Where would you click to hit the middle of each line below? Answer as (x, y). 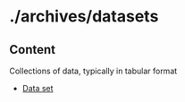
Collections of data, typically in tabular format (93, 71)
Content (33, 50)
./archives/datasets (84, 17)
